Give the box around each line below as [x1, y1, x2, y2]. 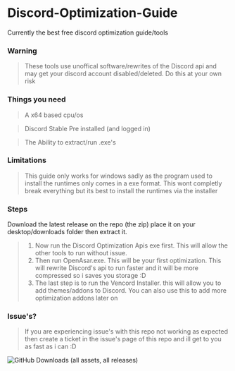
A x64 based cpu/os [24, 111, 84, 119]
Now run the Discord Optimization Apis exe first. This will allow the [34, 241, 229, 250]
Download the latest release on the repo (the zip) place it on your [7, 220, 196, 229]
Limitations [7, 155, 47, 165]
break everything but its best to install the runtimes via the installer [24, 186, 218, 195]
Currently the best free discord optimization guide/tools [7, 28, 169, 37]
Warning [7, 46, 37, 56]
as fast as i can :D [24, 342, 77, 351]
